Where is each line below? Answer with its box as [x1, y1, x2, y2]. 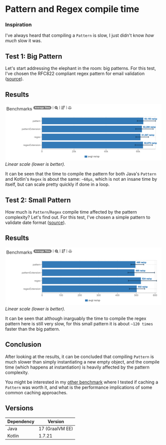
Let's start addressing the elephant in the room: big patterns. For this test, [5, 66, 156, 72]
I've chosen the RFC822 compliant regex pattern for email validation [5, 71, 145, 76]
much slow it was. [5, 38, 42, 44]
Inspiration [5, 21, 32, 28]
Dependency [7, 419, 35, 424]
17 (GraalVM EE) [38, 426, 74, 432]
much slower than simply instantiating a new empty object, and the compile [5, 359, 160, 365]
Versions [5, 404, 34, 413]
